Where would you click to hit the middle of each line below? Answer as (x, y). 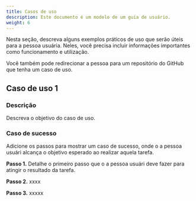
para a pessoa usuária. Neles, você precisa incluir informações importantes (98, 46)
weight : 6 (18, 22)
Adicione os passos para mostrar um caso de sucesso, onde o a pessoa (94, 146)
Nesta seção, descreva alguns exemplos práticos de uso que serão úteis (95, 40)
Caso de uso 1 (32, 88)
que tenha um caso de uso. (39, 70)
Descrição (21, 105)
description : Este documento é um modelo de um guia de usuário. (88, 17)
